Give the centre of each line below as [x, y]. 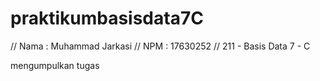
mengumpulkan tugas [55, 65]
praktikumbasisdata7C [107, 18]
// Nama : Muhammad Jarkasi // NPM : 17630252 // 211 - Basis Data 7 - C [160, 46]
